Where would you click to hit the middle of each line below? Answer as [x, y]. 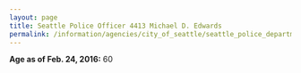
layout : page [34, 17]
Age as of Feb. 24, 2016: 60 [61, 60]
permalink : [30, 34]
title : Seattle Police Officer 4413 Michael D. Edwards [116, 26]
